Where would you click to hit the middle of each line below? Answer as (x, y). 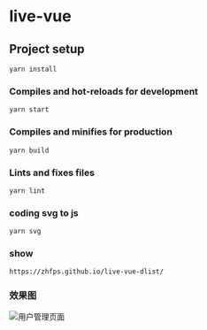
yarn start (29, 110)
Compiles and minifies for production (91, 132)
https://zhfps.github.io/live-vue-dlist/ (87, 272)
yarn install (33, 69)
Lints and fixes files (52, 173)
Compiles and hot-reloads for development (104, 91)
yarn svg (25, 232)
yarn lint (27, 191)
